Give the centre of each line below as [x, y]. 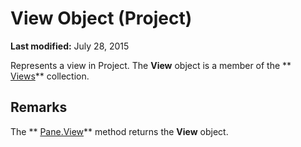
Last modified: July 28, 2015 [70, 46]
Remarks [39, 107]
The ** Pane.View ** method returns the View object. [119, 131]
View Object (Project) [101, 18]
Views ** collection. [50, 76]
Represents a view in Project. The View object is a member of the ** [151, 65]
